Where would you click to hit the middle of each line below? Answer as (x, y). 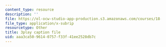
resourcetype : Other (26, 28)
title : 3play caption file (33, 32)
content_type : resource (30, 10)
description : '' (22, 14)
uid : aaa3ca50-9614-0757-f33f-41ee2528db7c (51, 37)
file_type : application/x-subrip (40, 23)
